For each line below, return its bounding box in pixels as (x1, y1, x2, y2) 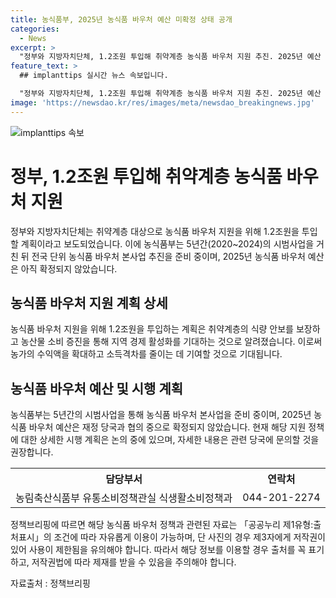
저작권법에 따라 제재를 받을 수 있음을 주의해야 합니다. (31, 556, 237, 568)
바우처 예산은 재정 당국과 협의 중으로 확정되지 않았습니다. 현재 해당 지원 (28, 421, 307, 433)
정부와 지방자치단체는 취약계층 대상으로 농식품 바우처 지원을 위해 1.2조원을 (10, 225, 300, 237)
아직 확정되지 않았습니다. (20, 262, 118, 275)
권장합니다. (10, 446, 54, 458)
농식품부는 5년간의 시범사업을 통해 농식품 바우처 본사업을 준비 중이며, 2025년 (10, 409, 312, 421)
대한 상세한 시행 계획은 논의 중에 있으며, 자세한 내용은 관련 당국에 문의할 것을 (20, 434, 320, 446)
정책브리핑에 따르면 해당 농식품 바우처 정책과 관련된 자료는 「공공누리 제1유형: (10, 519, 314, 531)
